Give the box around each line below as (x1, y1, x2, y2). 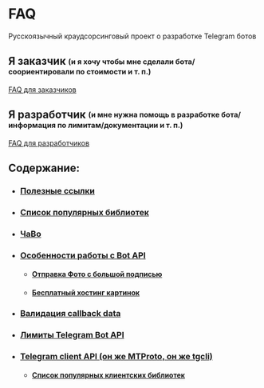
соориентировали (8, 67, 74, 77)
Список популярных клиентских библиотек (31, 370, 186, 380)
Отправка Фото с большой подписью (31, 270, 163, 279)
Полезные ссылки (19, 185, 96, 196)
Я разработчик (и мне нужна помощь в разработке (8, 108, 220, 122)
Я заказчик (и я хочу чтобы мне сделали (8, 54, 174, 68)
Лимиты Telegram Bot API (19, 329, 124, 340)
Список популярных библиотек (19, 206, 149, 218)
